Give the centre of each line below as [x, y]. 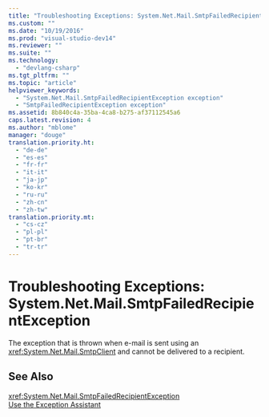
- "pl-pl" [32, 232]
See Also [31, 377]
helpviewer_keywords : [44, 90]
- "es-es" [32, 157]
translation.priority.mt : [51, 217]
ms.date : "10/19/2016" [46, 30]
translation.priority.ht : [51, 142]
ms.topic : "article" [43, 83]
